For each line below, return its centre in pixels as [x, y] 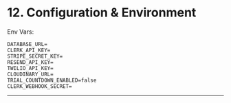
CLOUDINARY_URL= [30, 74]
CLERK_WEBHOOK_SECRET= [40, 86]
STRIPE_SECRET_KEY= [35, 56]
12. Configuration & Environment [102, 13]
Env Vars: [21, 32]
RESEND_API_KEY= [30, 62]
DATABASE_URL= [27, 44]
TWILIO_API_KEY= [30, 68]
